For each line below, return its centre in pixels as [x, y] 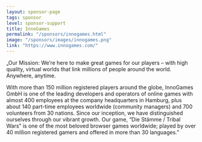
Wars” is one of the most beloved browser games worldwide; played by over [101, 126]
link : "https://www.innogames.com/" [52, 46]
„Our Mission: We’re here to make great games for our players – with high [97, 63]
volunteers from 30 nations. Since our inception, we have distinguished [95, 113]
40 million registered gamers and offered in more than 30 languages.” [93, 132]
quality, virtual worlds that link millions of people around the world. [89, 69]
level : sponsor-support [36, 23]
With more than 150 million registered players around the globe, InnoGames [100, 87]
